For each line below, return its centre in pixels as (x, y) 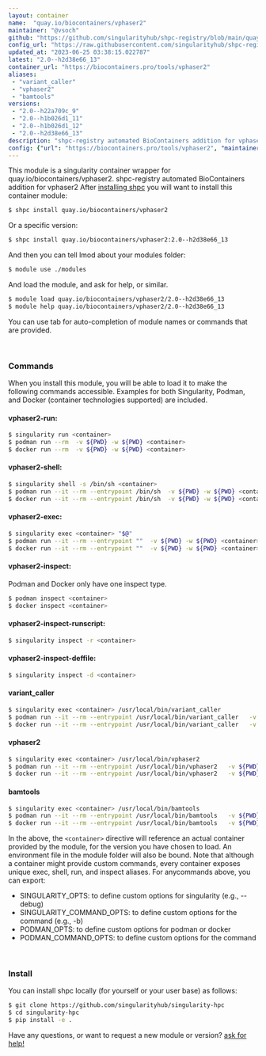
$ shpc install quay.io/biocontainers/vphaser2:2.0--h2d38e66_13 (118, 240)
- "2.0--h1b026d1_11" (47, 119)
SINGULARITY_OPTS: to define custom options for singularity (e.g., (129, 896)
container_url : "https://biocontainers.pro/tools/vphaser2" (110, 67)
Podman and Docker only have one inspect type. (88, 583)
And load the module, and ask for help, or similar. (88, 285)
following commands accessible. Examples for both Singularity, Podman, (127, 392)
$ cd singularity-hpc (44, 1013)
